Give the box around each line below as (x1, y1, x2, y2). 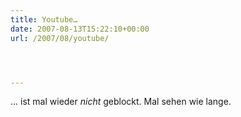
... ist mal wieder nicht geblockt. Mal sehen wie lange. (10, 96, 232, 108)
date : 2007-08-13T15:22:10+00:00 (10, 24, 150, 34)
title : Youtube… (10, 14, 78, 25)
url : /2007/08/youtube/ (10, 33, 110, 43)
